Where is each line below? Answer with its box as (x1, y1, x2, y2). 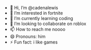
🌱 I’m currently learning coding (9, 15, 74, 21)
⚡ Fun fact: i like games (9, 39, 58, 45)
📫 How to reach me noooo (9, 26, 66, 32)
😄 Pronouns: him (9, 33, 46, 39)
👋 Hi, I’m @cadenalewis (9, 5, 58, 10)
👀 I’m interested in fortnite (9, 10, 63, 16)
